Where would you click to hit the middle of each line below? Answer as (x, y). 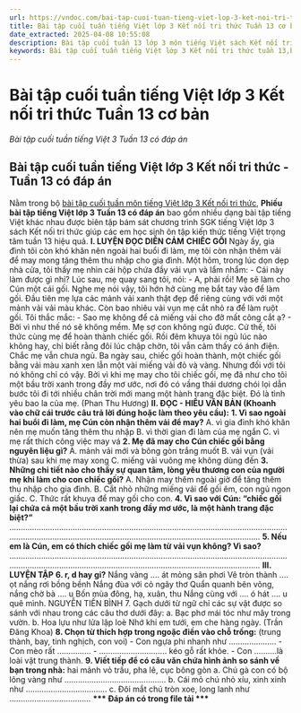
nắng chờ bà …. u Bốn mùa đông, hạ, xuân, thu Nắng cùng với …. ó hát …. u (149, 594)
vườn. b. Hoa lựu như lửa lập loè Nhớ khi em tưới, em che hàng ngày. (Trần (146, 622)
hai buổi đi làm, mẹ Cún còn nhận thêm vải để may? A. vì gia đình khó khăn (150, 422)
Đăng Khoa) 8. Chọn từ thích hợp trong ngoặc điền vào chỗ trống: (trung (146, 631)
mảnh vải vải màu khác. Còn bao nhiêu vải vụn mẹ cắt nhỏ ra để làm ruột (144, 308)
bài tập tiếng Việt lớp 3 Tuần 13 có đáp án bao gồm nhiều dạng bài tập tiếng (150, 213)
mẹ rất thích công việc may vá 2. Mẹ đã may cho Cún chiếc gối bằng (137, 441)
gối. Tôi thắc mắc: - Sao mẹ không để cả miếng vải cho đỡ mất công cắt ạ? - (150, 317)
